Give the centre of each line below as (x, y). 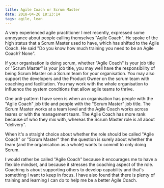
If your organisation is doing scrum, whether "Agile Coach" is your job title (80, 63)
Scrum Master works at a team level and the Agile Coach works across (77, 109)
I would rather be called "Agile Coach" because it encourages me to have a (81, 160)
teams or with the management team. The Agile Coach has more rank (75, 114)
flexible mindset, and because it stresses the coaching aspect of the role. (79, 164)
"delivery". (16, 125)
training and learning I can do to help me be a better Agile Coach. (71, 180)
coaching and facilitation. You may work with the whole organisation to (77, 84)
